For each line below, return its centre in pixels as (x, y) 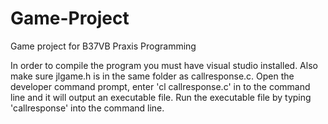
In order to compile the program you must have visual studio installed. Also (164, 65)
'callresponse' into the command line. (87, 108)
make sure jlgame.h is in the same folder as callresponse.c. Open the (152, 76)
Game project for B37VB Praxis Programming (103, 46)
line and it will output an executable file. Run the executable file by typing (161, 97)
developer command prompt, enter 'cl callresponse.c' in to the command (160, 86)
